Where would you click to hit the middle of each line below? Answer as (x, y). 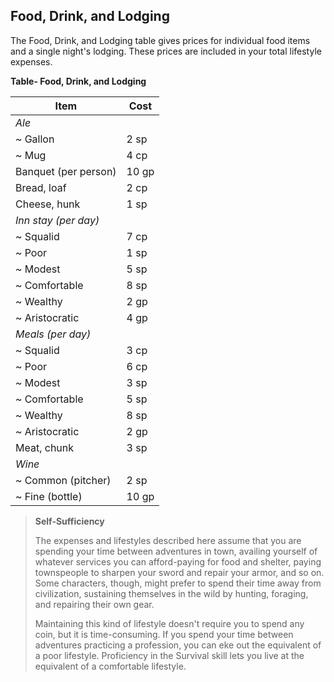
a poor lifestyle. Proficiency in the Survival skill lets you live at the (169, 655)
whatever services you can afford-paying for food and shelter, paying (178, 561)
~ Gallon (35, 139)
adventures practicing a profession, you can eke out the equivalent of (178, 645)
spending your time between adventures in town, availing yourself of (176, 551)
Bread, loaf (41, 187)
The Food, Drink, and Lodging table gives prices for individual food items (160, 40)
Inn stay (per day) (57, 220)
